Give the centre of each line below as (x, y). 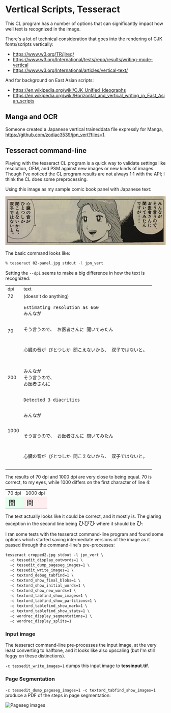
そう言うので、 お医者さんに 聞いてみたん (68, 329)
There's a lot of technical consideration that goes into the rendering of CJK (84, 39)
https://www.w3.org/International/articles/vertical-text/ (70, 70)
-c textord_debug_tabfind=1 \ (42, 575)
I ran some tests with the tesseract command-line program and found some (84, 534)
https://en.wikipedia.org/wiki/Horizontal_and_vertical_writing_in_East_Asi (89, 95)
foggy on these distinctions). (35, 656)
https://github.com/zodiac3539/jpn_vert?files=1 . (55, 135)
